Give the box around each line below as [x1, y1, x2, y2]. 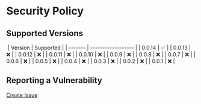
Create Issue [6, 91, 38, 99]
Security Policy [6, 4, 84, 18]
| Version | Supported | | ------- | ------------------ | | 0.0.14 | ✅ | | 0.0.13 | [7, 44, 191, 51]
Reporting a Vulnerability [6, 75, 102, 85]
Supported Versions [6, 28, 83, 38]
